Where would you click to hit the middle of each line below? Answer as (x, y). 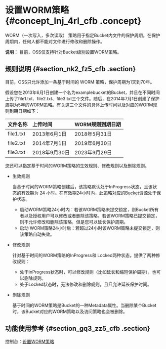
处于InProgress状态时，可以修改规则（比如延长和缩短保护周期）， (86, 272)
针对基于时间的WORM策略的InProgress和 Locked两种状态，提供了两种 (84, 255)
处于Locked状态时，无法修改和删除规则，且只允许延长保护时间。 (86, 284)
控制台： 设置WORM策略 (30, 341)
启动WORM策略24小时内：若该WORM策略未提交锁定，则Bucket (85, 209)
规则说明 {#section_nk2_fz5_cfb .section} (70, 69)
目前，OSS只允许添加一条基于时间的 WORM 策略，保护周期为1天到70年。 (80, 82)
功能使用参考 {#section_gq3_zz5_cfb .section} (78, 328)
